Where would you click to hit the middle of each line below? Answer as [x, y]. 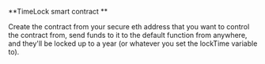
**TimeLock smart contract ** [58, 11]
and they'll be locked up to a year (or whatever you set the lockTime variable [133, 43]
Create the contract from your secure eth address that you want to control [129, 26]
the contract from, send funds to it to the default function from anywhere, [128, 35]
